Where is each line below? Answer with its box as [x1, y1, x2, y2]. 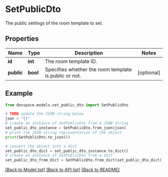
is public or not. [44, 72, 81, 79]
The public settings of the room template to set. [5, 20, 103, 26]
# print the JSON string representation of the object [5, 130, 122, 135]
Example [5, 89, 33, 98]
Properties [5, 34, 39, 43]
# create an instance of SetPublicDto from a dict [5, 153, 113, 158]
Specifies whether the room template [44, 66, 132, 73]
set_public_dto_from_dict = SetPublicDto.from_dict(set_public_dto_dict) [5, 157, 162, 163]
